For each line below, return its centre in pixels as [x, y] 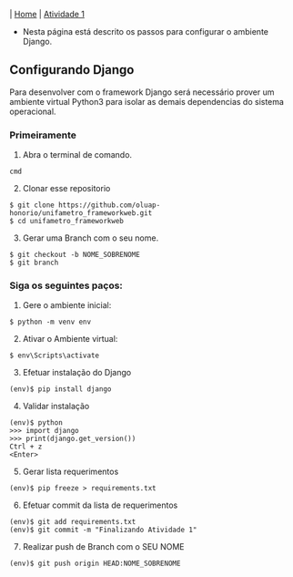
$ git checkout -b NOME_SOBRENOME [75, 255]
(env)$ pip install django [61, 389]
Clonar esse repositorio [66, 189]
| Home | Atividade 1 [47, 14]
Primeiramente [43, 135]
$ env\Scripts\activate [55, 355]
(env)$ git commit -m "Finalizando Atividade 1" [103, 530]
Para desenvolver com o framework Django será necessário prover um [142, 92]
